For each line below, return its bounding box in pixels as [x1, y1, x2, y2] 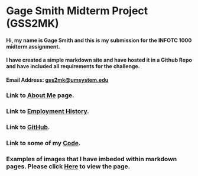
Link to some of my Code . [6, 139, 81, 147]
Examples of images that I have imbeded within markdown [6, 155, 177, 163]
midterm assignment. [6, 43, 60, 50]
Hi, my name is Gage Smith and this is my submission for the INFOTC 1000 [6, 37, 192, 44]
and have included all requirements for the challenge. [6, 63, 140, 70]
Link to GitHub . [6, 123, 50, 131]
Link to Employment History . [6, 107, 90, 115]
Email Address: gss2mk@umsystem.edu [6, 76, 109, 84]
